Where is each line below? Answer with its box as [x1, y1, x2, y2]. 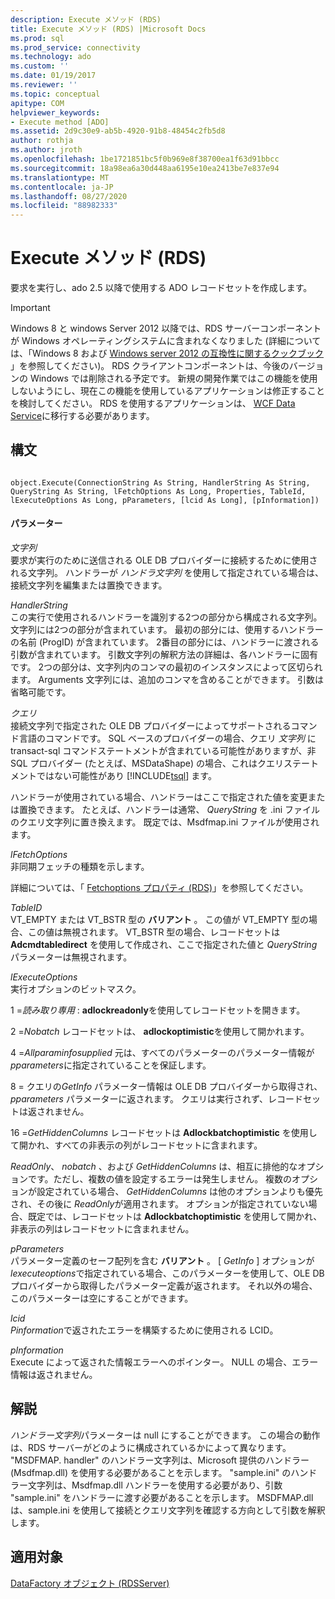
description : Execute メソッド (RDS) [10, 14, 162, 25]
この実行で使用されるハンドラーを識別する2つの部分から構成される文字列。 [10, 611, 323, 623]
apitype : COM [10, 98, 65, 108]
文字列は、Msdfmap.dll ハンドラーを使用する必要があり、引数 [27, 1479, 283, 1491]
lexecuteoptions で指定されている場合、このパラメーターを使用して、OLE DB [10, 1267, 325, 1280]
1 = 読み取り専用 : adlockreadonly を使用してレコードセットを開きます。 [10, 1004, 306, 1016]
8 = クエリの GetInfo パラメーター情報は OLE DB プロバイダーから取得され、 [10, 1081, 323, 1093]
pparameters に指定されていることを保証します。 [10, 1059, 212, 1071]
